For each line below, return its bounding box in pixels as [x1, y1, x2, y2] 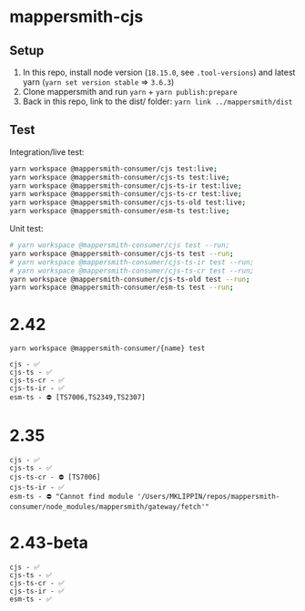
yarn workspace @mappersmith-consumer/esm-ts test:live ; [9, 207, 230, 216]
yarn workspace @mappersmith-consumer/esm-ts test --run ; [9, 283, 234, 293]
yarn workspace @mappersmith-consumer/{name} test [9, 344, 206, 353]
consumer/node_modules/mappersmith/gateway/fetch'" [9, 502, 209, 512]
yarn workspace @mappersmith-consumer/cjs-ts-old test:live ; [9, 198, 247, 207]
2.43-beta [9, 533, 89, 554]
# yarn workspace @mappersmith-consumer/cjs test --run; [9, 241, 230, 250]
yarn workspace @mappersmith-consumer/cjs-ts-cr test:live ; [9, 190, 243, 199]
